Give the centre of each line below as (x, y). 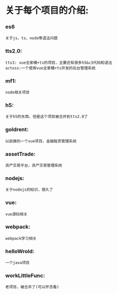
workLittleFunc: (25, 276)
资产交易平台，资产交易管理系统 (34, 165)
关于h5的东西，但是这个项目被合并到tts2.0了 (47, 117)
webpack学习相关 (21, 238)
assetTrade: (20, 154)
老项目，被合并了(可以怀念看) (32, 287)
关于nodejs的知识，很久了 (29, 190)
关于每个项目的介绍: (47, 10)
